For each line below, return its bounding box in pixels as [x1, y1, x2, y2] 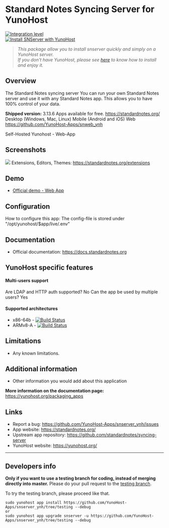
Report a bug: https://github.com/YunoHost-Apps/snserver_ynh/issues [12, 421, 159, 427]
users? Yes [5, 294, 28, 300]
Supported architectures [5, 306, 58, 312]
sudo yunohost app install [5, 500, 62, 505]
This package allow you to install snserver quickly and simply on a [17, 46, 156, 52]
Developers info [5, 462, 56, 471]
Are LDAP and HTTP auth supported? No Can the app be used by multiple [5, 289, 158, 295]
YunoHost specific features [5, 263, 94, 272]
